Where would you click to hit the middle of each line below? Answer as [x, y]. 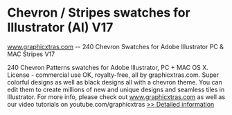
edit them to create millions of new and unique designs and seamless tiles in [116, 89]
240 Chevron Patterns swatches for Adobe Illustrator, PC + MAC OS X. [108, 67]
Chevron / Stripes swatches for [99, 13]
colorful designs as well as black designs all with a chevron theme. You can [115, 82]
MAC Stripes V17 [31, 54]
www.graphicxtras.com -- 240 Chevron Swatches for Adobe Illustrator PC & [115, 46]
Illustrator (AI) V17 [60, 27]
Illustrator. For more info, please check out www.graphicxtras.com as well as [116, 97]
